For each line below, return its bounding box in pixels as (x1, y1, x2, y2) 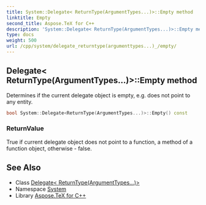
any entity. (6, 98, 33, 105)
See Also (6, 163, 41, 173)
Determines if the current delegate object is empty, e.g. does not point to (6, 91, 191, 99)
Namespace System (15, 185, 66, 193)
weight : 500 (6, 37, 37, 43)
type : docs (6, 32, 34, 38)
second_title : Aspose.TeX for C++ (6, 20, 95, 26)
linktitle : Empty (6, 15, 51, 21)
